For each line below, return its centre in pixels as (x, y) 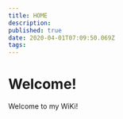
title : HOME (28, 15)
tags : (17, 45)
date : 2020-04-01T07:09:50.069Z (61, 38)
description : (30, 23)
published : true (35, 30)
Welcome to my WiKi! (43, 106)
